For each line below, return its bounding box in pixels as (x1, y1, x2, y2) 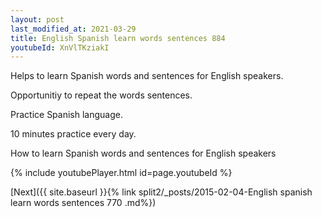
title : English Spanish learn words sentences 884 (10, 33, 226, 43)
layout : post (10, 14, 65, 25)
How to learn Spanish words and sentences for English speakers (10, 147, 277, 160)
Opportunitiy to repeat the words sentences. (10, 89, 193, 101)
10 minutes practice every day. (10, 128, 137, 140)
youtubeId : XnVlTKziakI (10, 42, 110, 53)
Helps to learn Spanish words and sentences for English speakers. (10, 70, 284, 82)
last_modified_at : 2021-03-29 (10, 24, 137, 34)
